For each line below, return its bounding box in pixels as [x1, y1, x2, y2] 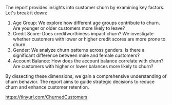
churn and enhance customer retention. [5, 84, 89, 90]
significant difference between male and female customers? [12, 52, 140, 58]
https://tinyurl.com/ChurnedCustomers [5, 94, 88, 100]
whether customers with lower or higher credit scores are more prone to [12, 36, 166, 42]
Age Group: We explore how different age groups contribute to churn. [12, 20, 160, 26]
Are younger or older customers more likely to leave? [12, 25, 125, 31]
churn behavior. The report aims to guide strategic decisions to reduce [5, 79, 155, 85]
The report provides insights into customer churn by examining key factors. [5, 5, 165, 10]
